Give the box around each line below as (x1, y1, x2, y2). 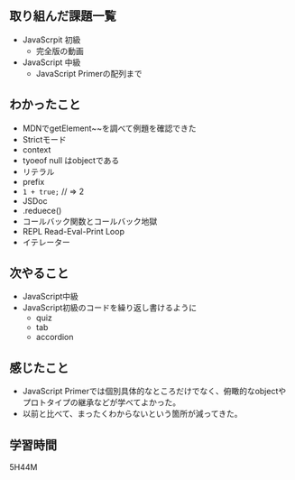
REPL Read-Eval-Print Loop (22, 226, 124, 236)
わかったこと (9, 97, 81, 113)
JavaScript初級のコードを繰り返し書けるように (22, 302, 198, 313)
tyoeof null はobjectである (22, 154, 120, 165)
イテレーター (22, 236, 70, 247)
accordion (35, 332, 74, 343)
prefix (22, 176, 45, 187)
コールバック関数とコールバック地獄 (22, 216, 158, 226)
